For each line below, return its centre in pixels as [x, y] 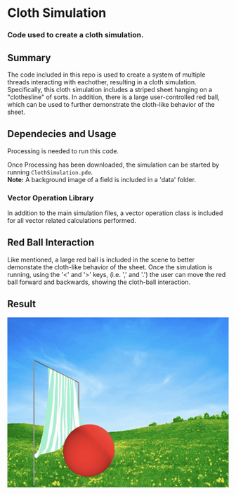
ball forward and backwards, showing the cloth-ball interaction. [99, 282]
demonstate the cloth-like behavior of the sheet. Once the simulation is [110, 267]
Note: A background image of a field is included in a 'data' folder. [102, 179]
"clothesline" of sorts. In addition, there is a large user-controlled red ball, [113, 97]
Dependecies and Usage [62, 134]
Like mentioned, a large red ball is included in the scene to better [101, 259]
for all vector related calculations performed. [72, 221]
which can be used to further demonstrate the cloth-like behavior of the [111, 104]
